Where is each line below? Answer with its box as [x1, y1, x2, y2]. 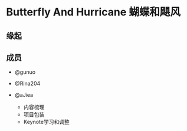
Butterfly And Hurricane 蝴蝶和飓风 [6, 5, 181, 19]
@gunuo [14, 68, 36, 76]
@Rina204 [14, 80, 41, 87]
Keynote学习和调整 [23, 119, 70, 126]
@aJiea [14, 91, 34, 99]
